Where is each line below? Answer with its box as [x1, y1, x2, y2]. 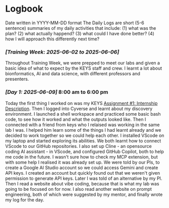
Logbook [5, 3, 43, 15]
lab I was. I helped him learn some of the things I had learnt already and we [5, 127, 161, 133]
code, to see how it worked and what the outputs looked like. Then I [5, 116, 146, 122]
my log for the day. [5, 196, 44, 202]
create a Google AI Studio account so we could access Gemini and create [5, 165, 158, 171]
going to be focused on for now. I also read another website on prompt [5, 186, 152, 192]
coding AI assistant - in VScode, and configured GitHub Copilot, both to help [5, 148, 164, 154]
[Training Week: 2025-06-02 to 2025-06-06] [5, 48, 120, 56]
